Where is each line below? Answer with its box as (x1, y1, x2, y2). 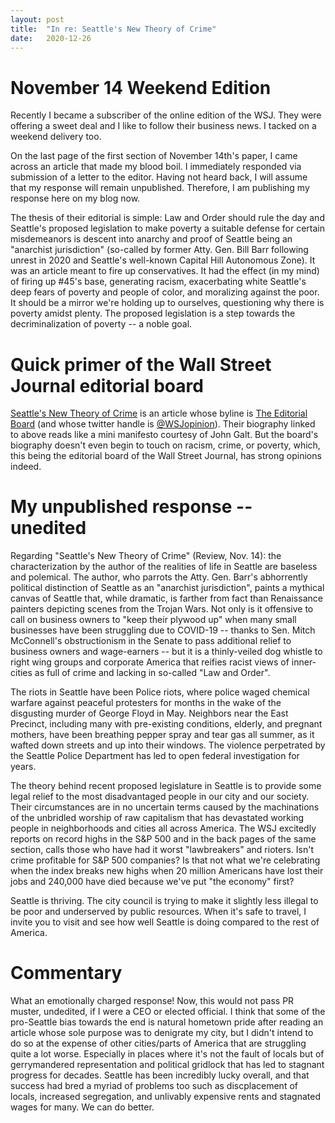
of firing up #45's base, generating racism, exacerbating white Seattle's (10, 276, 307, 288)
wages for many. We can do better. (10, 1101, 155, 1113)
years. (10, 761, 37, 773)
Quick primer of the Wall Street (10, 353, 272, 376)
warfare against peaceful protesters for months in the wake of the (10, 697, 282, 709)
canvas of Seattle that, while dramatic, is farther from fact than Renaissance (10, 592, 323, 605)
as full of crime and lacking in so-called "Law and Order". (34, 667, 271, 679)
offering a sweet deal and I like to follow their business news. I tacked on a (10, 120, 317, 132)
